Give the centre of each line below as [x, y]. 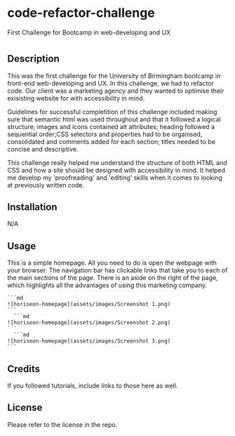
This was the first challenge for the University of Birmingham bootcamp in [114, 76]
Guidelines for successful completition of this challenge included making [112, 112]
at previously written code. [46, 185]
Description [33, 59]
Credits [24, 369]
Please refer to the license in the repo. [62, 424]
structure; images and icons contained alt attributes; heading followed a [111, 126]
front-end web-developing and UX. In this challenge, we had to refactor [110, 83]
